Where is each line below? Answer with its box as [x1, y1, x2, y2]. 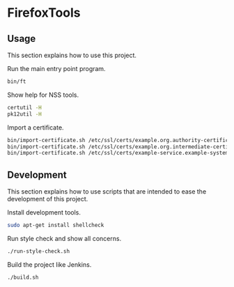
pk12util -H [7, 110, 42, 118]
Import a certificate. [7, 123, 64, 132]
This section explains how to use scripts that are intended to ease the [7, 187, 207, 196]
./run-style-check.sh [7, 247, 70, 255]
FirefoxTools [7, 5, 81, 21]
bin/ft [7, 78, 26, 85]
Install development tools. [7, 208, 81, 217]
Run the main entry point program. [7, 65, 106, 72]
